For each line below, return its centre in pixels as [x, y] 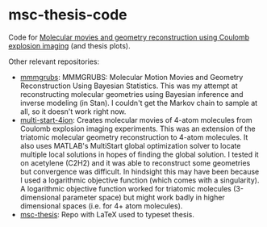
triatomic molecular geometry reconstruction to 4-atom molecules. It [134, 137]
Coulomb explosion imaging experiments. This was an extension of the [138, 128]
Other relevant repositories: [54, 61]
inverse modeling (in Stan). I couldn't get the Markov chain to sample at [139, 103]
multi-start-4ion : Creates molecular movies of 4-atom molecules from [136, 120]
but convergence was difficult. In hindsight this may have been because [140, 171]
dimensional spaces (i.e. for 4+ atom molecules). [101, 206]
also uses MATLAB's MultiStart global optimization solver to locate [130, 145]
